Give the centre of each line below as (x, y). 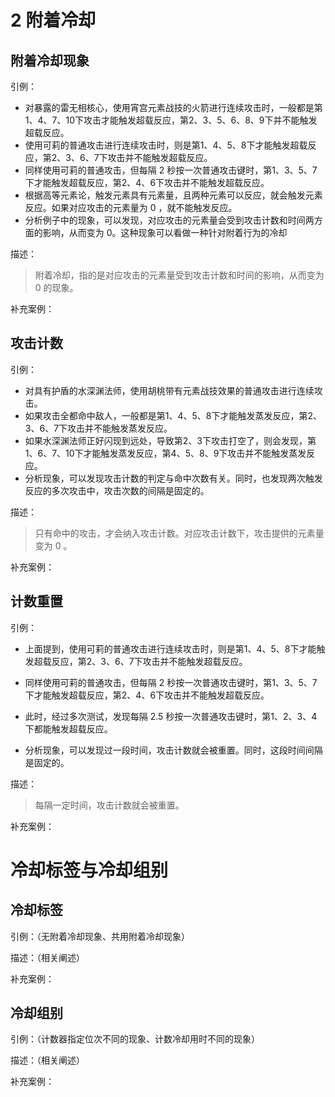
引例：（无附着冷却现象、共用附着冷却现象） (100, 936)
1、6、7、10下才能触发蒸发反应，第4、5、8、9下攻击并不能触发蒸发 (165, 453)
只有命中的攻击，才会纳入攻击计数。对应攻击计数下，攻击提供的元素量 (179, 533)
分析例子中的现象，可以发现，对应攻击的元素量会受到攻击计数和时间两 (169, 220)
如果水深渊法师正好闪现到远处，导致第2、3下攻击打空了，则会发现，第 (170, 440)
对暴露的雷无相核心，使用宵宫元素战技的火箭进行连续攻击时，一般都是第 (173, 107)
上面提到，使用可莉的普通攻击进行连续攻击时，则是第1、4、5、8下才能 (170, 648)
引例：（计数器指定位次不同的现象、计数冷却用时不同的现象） (135, 1039)
